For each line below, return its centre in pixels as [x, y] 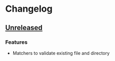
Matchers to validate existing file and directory [61, 53]
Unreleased [24, 28]
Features [16, 42]
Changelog [29, 9]
